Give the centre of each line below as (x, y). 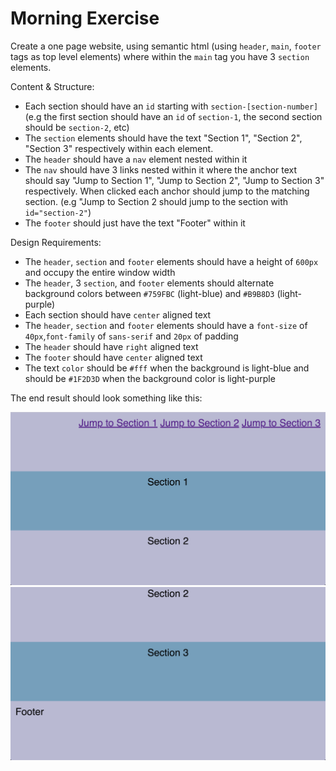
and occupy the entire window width (100, 272)
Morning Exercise (85, 18)
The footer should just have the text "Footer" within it (135, 223)
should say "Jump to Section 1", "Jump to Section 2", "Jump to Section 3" (174, 180)
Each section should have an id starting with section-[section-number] (171, 106)
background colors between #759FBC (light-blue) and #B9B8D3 (149, 293)
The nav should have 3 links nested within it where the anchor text (161, 169)
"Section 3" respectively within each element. (119, 148)
